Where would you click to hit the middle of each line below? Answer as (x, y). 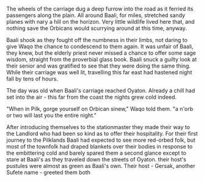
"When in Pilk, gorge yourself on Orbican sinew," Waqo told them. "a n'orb (100, 109)
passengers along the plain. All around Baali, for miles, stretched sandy (96, 15)
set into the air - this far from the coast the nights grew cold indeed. (92, 97)
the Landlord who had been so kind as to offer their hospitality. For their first (102, 134)
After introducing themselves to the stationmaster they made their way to (98, 127)
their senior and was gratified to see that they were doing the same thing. (99, 66)
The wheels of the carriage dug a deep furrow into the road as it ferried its (100, 9)
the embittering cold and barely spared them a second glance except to (96, 153)
